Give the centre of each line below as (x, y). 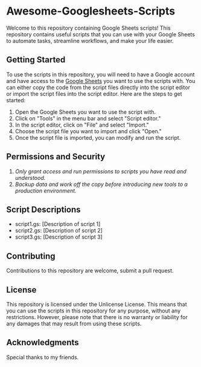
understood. (30, 177)
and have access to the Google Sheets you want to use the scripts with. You (101, 81)
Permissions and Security (56, 157)
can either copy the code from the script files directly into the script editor (98, 87)
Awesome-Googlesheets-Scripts (91, 11)
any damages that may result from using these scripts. (74, 323)
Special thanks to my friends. (43, 357)
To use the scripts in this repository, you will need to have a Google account (101, 74)
